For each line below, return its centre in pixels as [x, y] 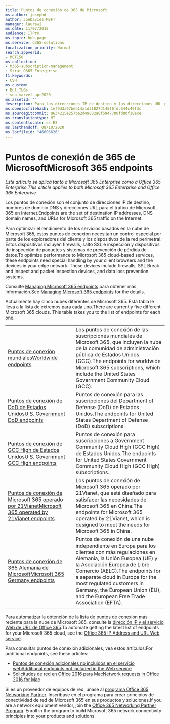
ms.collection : [21, 62]
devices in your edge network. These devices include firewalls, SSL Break [82, 266]
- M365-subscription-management [39, 66]
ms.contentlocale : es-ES [31, 123]
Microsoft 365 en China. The [109, 506]
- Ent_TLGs [17, 90]
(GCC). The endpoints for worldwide [118, 361]
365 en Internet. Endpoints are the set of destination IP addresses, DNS [79, 213]
